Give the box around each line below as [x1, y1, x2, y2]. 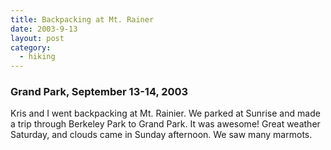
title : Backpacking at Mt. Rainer [10, 14, 155, 25]
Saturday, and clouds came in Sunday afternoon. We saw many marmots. [10, 129, 313, 141]
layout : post [10, 33, 65, 43]
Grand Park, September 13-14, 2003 [10, 85, 189, 99]
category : [10, 42, 52, 53]
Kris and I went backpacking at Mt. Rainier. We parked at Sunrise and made [10, 107, 321, 120]
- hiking [19, 52, 56, 62]
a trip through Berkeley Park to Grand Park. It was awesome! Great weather [10, 118, 321, 130]
